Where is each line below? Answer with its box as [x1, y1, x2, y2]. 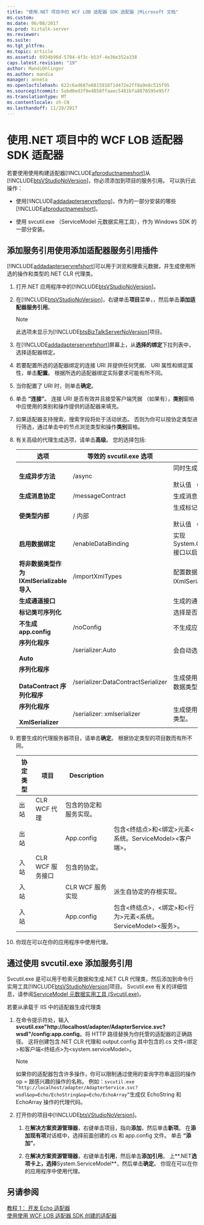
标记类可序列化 [18, 609, 62, 617]
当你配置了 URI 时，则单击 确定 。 [15, 382, 97, 390]
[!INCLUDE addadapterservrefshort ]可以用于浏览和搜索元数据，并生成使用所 [7, 263, 196, 270]
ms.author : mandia [7, 71, 53, 77]
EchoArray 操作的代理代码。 [15, 1099, 87, 1106]
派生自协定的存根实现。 [113, 888, 181, 896]
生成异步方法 [18, 472, 56, 481]
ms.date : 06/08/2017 [7, 20, 59, 26]
